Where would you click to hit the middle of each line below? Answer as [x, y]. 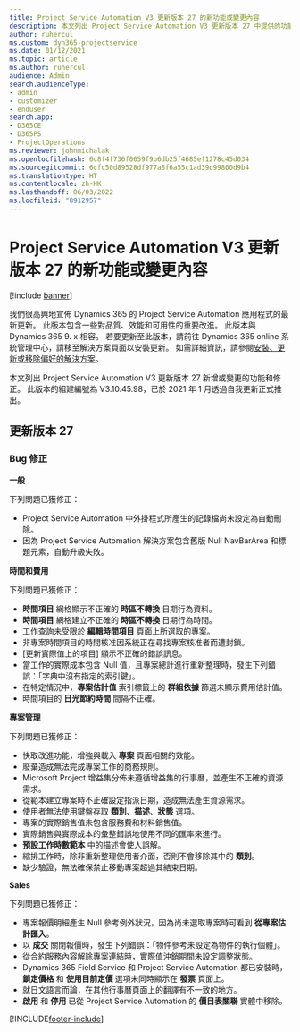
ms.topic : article [43, 59]
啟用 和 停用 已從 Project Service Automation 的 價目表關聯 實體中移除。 [154, 1001]
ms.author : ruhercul [48, 68]
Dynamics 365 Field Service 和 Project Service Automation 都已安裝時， [155, 967]
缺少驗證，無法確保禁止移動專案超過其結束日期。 [112, 867]
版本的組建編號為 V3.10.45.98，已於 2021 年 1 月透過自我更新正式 [154, 388]
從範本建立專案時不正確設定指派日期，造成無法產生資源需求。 [136, 800]
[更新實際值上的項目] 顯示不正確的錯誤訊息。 [104, 653]
